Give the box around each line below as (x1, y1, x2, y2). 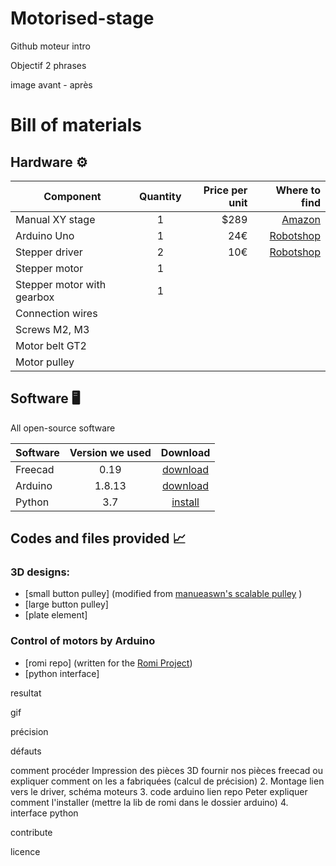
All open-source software (10, 422, 116, 434)
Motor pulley (15, 355, 75, 369)
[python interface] (24, 667, 100, 679)
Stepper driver (15, 245, 83, 259)
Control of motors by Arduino (10, 634, 156, 648)
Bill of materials (10, 114, 142, 137)
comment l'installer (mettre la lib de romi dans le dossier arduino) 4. (10, 796, 289, 808)
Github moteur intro (10, 40, 91, 52)
